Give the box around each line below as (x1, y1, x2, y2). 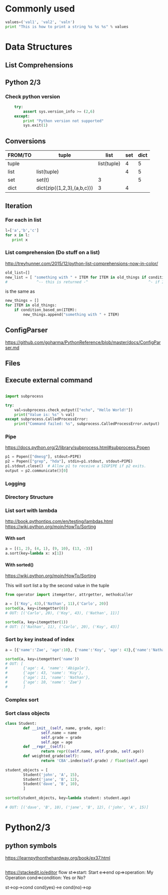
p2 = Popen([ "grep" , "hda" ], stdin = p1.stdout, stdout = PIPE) (5, 459, 133, 464)
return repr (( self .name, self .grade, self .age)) (40, 749, 144, 754)
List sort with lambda (5, 507, 57, 514)
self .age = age (40, 739, 72, 745)
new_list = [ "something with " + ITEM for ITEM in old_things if (5, 275, 146, 280)
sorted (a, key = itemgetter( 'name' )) (5, 656, 79, 661)
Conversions (5, 137, 46, 145)
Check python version (5, 93, 60, 100)
